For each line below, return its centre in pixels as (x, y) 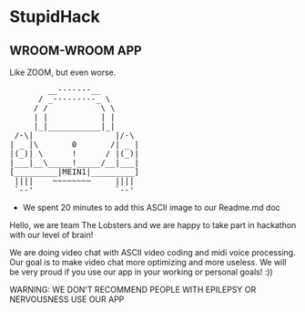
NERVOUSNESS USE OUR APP (67, 299)
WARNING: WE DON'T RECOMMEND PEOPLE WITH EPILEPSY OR (133, 290)
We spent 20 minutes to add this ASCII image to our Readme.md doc (151, 208)
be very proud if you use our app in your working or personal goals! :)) (141, 272)
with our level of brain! (51, 235)
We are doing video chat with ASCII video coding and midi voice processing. (152, 252)
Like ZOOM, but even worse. (63, 72)
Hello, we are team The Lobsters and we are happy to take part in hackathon (153, 225)
